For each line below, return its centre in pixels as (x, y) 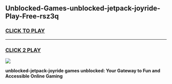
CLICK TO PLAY (25, 31)
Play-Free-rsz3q (32, 17)
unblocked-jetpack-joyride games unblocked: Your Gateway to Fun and (83, 70)
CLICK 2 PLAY (23, 50)
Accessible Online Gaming (34, 76)
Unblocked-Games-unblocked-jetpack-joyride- (83, 8)
